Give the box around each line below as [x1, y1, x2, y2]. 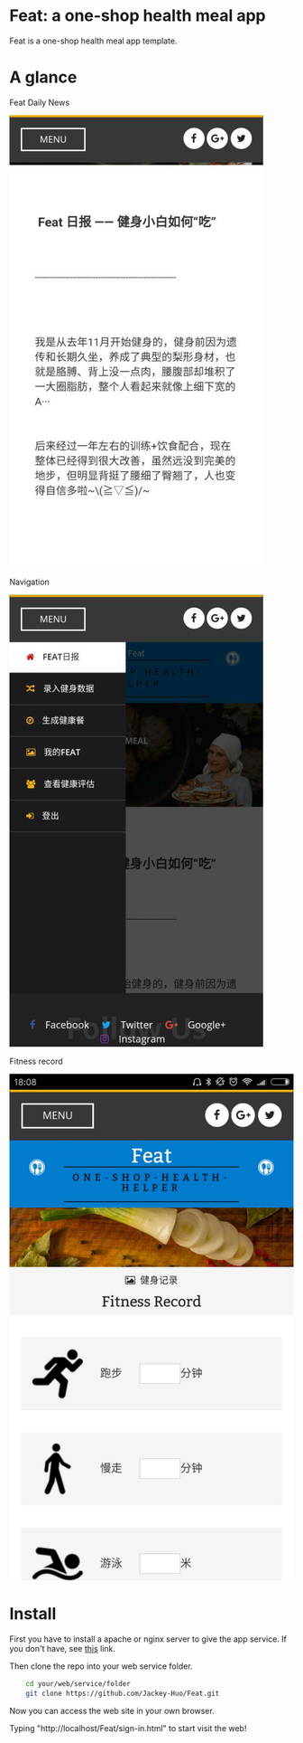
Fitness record [9, 1056, 63, 1066]
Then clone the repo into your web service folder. [9, 1661, 193, 1672]
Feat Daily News [9, 97, 70, 108]
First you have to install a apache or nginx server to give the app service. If [9, 1634, 287, 1644]
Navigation [9, 576, 50, 587]
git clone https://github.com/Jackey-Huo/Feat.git [25, 1689, 220, 1698]
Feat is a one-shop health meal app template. [9, 35, 178, 46]
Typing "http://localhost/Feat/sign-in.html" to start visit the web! [9, 1722, 247, 1733]
